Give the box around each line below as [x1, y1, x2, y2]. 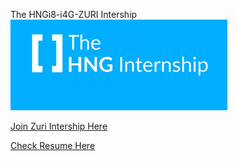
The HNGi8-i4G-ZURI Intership [10, 9, 138, 20]
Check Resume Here [10, 140, 96, 151]
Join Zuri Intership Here [10, 120, 108, 132]
